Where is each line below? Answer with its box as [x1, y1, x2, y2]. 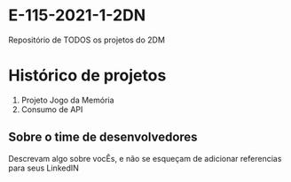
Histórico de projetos [8, 65, 167, 86]
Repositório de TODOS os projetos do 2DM [8, 34, 166, 45]
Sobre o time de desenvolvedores [8, 130, 198, 145]
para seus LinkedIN [8, 163, 79, 173]
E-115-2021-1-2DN [8, 5, 146, 26]
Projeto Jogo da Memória [20, 95, 114, 105]
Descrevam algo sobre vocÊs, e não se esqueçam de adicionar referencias [8, 153, 282, 163]
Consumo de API [20, 103, 83, 115]
